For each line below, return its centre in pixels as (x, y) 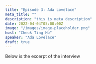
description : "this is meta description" (49, 19)
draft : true (17, 42)
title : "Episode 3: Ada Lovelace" (41, 10)
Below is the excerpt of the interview (43, 56)
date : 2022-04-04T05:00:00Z (34, 24)
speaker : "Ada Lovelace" (31, 38)
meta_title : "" (21, 14)
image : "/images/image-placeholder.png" (48, 28)
